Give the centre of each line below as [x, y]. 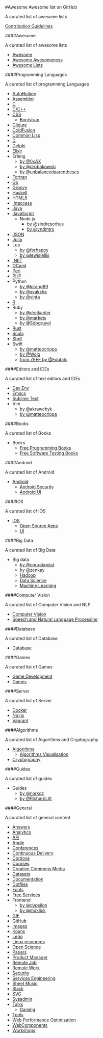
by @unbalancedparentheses [49, 172]
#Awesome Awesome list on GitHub [41, 7]
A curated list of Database [31, 638]
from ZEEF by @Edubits [43, 359]
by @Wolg [30, 354]
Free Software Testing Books [49, 453]
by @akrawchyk [36, 409]
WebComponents [30, 1025]
